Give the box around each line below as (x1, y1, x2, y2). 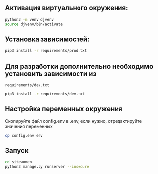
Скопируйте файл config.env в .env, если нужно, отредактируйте (5, 118, 142, 124)
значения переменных (5, 123, 53, 129)
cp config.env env (5, 133, 43, 138)
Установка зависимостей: (5, 35, 90, 43)
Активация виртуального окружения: (5, 4, 128, 12)
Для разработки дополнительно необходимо (5, 62, 154, 70)
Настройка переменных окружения (5, 105, 122, 113)
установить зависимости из (5, 70, 97, 78)
